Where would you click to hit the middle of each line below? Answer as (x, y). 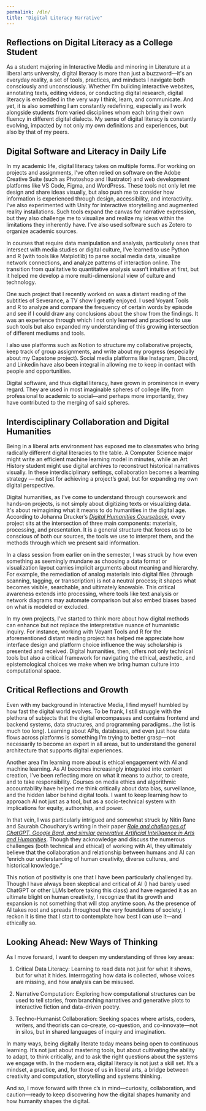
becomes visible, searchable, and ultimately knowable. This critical (91, 587)
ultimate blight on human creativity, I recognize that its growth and (90, 896)
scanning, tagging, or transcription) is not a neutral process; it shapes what (101, 581)
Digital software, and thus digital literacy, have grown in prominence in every (103, 383)
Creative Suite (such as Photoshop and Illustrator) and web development (98, 179)
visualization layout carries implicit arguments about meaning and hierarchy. (102, 567)
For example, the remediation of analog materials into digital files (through (100, 574)
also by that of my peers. (38, 132)
